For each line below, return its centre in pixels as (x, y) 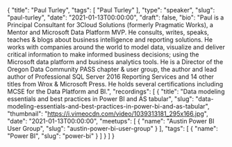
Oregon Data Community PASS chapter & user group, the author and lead (112, 69)
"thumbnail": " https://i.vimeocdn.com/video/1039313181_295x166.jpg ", (108, 114)
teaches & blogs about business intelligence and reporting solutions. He (110, 40)
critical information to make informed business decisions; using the (103, 54)
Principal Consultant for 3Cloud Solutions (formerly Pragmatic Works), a (110, 25)
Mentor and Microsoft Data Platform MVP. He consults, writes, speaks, (108, 32)
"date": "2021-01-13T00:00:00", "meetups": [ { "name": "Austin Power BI (111, 121)
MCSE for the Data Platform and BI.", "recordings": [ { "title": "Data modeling (116, 91)
